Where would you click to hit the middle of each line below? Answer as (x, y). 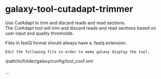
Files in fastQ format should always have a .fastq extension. (66, 42)
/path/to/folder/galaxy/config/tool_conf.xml (49, 61)
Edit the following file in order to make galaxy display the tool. (78, 52)
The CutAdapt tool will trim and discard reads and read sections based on (81, 28)
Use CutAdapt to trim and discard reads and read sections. (65, 23)
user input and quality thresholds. (40, 33)
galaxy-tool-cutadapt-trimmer (69, 9)
